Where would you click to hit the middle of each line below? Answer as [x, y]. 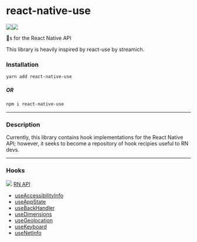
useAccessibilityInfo [39, 195]
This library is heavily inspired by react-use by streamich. [75, 49]
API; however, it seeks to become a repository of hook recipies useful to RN [97, 144]
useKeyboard [30, 226]
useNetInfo [28, 233]
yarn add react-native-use [39, 77]
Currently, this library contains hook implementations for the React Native [95, 137]
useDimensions [33, 214]
